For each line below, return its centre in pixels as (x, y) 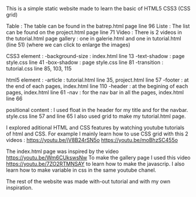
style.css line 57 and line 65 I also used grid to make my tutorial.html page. (96, 116)
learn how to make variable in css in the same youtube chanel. (81, 170)
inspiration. (20, 188)
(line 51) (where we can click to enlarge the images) (68, 45)
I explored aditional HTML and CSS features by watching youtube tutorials (95, 128)
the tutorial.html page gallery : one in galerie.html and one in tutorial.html (94, 38)
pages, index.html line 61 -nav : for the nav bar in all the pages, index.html (95, 92)
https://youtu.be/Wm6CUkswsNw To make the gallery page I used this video (99, 157)
